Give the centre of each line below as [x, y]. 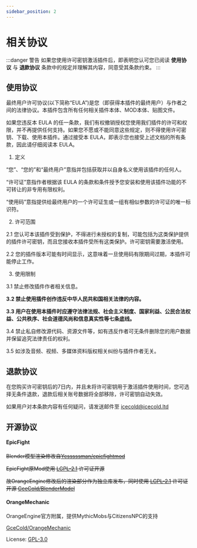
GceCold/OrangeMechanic [39, 527]
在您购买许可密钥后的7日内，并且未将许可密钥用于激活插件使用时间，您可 [95, 387]
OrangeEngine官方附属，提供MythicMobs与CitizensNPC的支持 [82, 516]
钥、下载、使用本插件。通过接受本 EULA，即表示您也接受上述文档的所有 [94, 137]
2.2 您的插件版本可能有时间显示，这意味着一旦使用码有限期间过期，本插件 [96, 254]
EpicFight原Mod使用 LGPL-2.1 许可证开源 [55, 469]
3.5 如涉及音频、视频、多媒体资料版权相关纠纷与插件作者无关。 [83, 351]
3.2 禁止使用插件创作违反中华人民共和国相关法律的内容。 [75, 299]
